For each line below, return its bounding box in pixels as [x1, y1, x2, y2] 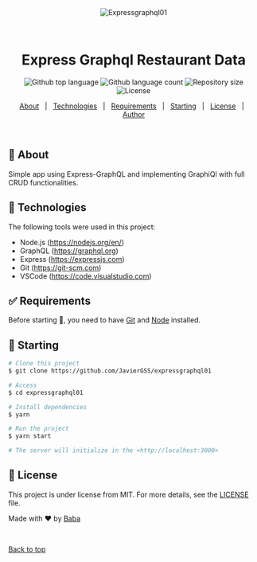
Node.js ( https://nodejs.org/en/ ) [19, 237, 125, 247]
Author [122, 109, 146, 119]
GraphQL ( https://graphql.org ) [19, 246, 119, 256]
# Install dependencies [8, 403, 88, 411]
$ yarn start [8, 432, 52, 440]
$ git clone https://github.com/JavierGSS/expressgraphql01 [8, 367, 212, 375]
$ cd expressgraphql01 [8, 388, 84, 396]
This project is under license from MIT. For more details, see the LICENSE [8, 490, 249, 499]
